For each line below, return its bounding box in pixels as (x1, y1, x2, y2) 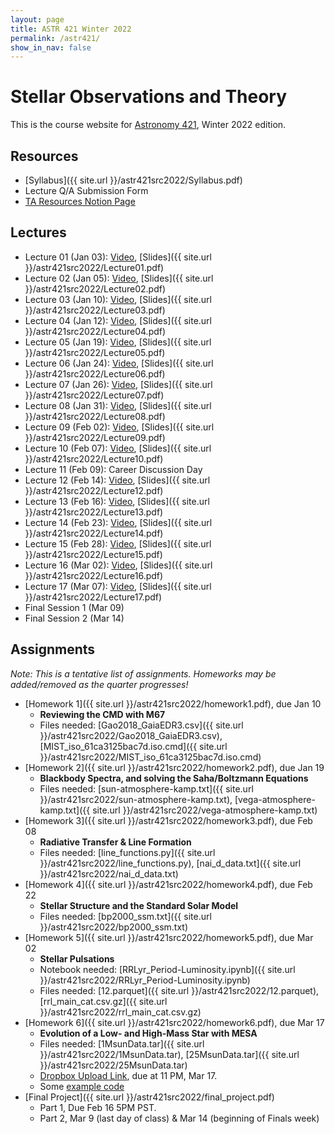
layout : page (10, 14, 65, 25)
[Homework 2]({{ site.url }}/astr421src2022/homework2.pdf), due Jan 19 (24, 761, 325, 773)
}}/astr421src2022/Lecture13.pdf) (24, 506, 164, 518)
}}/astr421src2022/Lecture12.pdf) (24, 484, 164, 496)
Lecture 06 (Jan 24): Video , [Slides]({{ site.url (24, 357, 214, 369)
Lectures (10, 224, 67, 241)
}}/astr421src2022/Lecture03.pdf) (24, 304, 166, 316)
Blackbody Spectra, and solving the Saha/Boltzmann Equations (39, 772, 309, 784)
